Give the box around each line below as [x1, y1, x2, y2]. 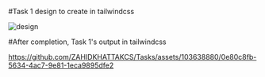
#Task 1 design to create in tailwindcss [8, 7, 135, 16]
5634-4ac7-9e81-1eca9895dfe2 [8, 60, 114, 70]
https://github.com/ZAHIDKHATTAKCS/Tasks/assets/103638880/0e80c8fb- [8, 53, 257, 61]
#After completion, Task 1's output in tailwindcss [8, 37, 167, 46]
